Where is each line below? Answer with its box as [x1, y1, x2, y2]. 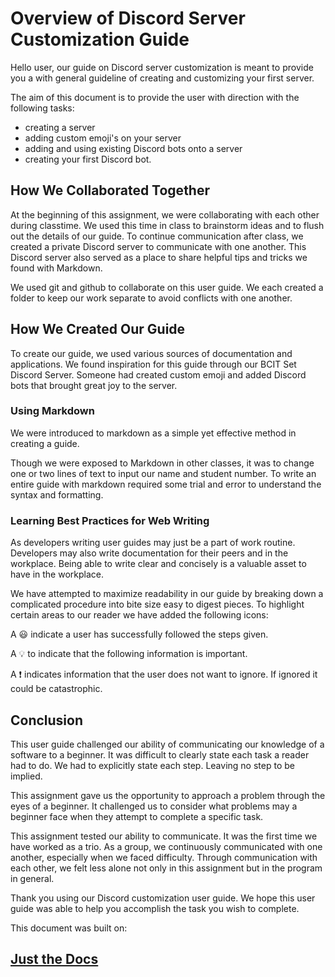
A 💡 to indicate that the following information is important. [10, 648, 248, 660]
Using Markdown [10, 404, 95, 418]
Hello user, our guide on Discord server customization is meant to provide [10, 61, 314, 73]
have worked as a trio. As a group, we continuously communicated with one [10, 840, 323, 852]
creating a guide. [10, 437, 80, 449]
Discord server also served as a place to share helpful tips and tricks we [10, 251, 308, 263]
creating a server [24, 121, 96, 133]
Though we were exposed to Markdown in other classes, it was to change [10, 457, 315, 469]
